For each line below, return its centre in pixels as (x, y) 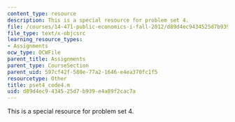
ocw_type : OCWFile (34, 53)
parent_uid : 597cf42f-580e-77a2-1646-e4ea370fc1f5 (83, 72)
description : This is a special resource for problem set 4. (98, 20)
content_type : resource (42, 14)
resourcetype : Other (37, 78)
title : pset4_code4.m (39, 85)
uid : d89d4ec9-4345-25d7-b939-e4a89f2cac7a (72, 91)
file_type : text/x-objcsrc (47, 33)
